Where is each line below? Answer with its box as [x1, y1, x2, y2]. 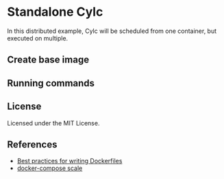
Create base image [7, 54, 90, 66]
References [7, 139, 58, 150]
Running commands [7, 77, 95, 89]
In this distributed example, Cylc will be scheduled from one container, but [7, 27, 217, 35]
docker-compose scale [16, 164, 83, 172]
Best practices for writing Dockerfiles [16, 157, 123, 165]
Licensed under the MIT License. [7, 119, 100, 127]
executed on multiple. [7, 34, 69, 42]
